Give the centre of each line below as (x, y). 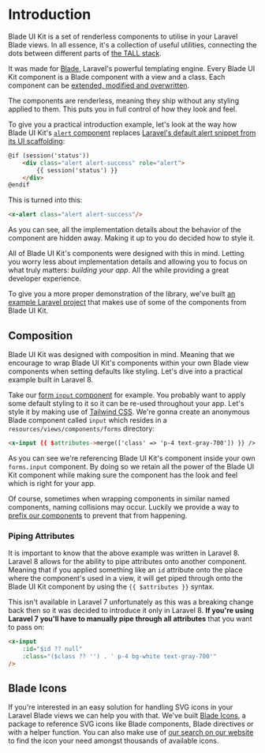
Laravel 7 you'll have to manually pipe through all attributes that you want (130, 619)
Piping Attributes (41, 536)
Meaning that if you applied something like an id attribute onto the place (125, 570)
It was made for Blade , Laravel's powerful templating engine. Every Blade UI (132, 68)
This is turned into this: (45, 200)
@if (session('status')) (49, 156)
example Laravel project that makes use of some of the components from (127, 303)
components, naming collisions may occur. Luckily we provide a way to (123, 506)
